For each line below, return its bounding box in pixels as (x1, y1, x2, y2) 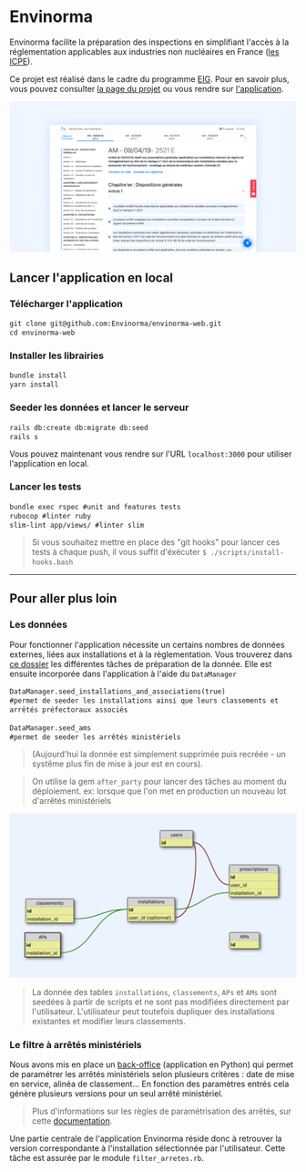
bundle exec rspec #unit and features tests (9, 502, 181, 511)
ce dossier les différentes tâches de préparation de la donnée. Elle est (9, 658, 272, 669)
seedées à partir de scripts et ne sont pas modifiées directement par (31, 996, 290, 1007)
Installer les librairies (9, 349, 105, 362)
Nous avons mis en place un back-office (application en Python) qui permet (9, 1059, 294, 1070)
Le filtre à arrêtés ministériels (9, 1038, 142, 1051)
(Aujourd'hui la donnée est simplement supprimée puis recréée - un (31, 748, 287, 759)
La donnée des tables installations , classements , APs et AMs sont (31, 986, 278, 997)
